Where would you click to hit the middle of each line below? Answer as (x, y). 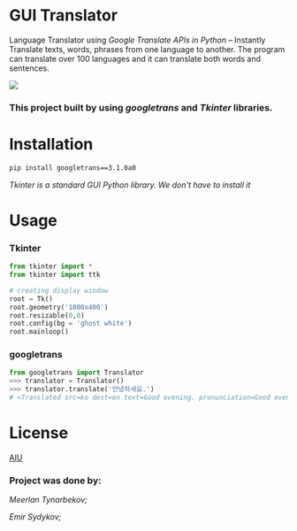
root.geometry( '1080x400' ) (59, 307)
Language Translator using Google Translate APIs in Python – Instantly (137, 40)
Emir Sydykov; (35, 517)
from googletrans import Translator (76, 373)
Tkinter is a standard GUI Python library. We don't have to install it (130, 185)
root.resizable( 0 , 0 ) (47, 315)
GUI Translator (63, 15)
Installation (51, 145)
